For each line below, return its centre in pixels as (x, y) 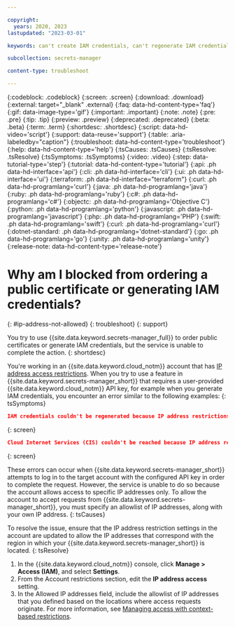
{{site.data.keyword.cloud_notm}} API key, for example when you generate (115, 388)
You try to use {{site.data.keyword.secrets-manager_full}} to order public (113, 337)
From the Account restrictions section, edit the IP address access (112, 579)
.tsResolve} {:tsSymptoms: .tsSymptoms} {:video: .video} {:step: (99, 157)
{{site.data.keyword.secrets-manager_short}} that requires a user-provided (115, 381)
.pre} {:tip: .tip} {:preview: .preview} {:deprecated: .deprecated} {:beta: (109, 119)
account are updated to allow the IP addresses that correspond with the (111, 535)
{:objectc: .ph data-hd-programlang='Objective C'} (137, 202)
